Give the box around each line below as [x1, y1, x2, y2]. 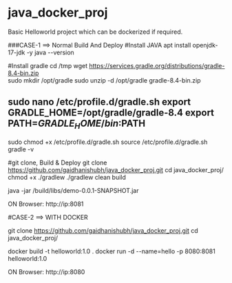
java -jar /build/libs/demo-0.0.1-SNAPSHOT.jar [8, 186, 139, 194]
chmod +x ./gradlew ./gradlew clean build [8, 173, 127, 181]
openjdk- [192, 41, 218, 49]
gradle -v [8, 145, 34, 153]
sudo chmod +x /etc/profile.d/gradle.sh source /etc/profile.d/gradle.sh [8, 138, 208, 146]
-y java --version [26, 48, 74, 56]
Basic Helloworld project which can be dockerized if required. [8, 28, 183, 36]
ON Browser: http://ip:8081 [8, 200, 84, 208]
